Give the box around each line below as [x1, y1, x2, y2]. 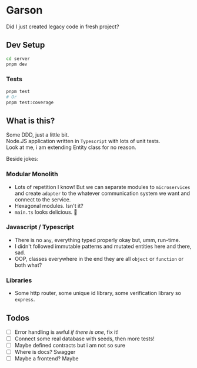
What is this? [6, 115, 55, 125]
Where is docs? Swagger [14, 349, 76, 356]
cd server [6, 55, 31, 62]
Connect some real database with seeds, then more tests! [14, 335, 155, 342]
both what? [14, 261, 42, 268]
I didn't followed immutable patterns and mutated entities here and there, [14, 243, 192, 250]
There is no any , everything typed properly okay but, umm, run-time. [14, 236, 181, 243]
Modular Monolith [6, 170, 58, 178]
